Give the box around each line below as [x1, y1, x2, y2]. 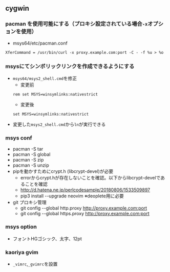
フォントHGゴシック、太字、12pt [12, 235, 82, 242]
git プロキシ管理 [12, 199, 47, 206]
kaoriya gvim [5, 248, 38, 256]
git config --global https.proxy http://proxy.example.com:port [20, 211, 150, 217]
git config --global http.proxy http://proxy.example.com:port [20, 205, 147, 211]
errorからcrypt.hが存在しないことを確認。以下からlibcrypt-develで [20, 175, 161, 181]
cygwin [5, 4, 30, 13]
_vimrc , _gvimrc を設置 [12, 261, 58, 267]
